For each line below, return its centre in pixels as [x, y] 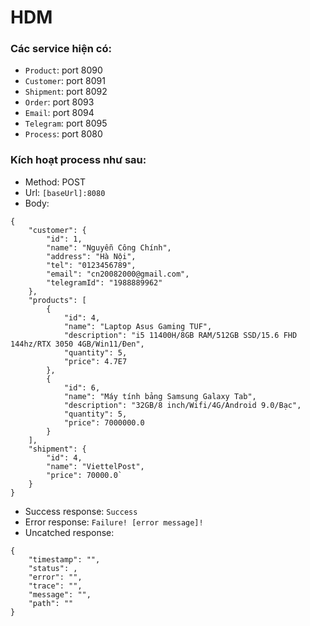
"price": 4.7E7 [95, 361]
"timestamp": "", [64, 559]
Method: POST [55, 182]
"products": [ [57, 300]
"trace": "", [55, 586]
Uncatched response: [69, 532]
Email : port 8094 [59, 113]
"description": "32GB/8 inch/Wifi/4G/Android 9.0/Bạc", [182, 405]
